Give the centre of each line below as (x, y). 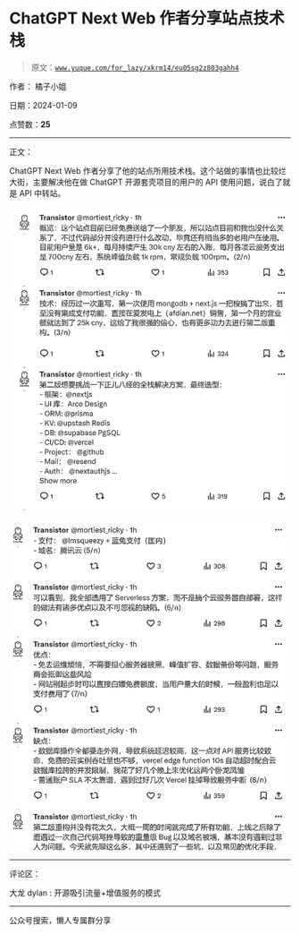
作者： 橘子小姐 (38, 86)
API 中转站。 (42, 193)
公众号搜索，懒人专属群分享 (60, 921)
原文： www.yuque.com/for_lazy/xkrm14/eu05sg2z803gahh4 (135, 67)
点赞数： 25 (30, 124)
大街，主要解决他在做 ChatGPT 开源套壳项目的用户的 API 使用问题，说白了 (146, 182)
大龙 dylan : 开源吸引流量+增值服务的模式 (85, 893)
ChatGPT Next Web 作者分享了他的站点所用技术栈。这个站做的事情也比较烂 (148, 170)
